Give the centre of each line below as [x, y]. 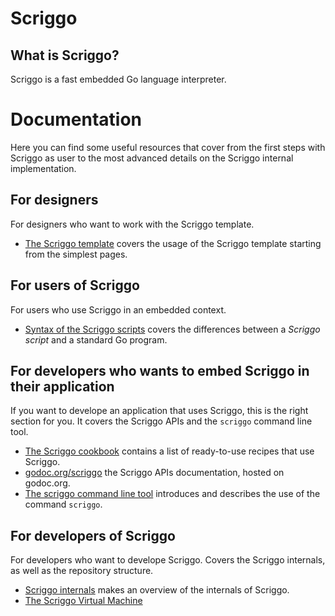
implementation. [43, 168]
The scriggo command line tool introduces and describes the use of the [172, 494]
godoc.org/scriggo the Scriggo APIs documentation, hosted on [154, 473]
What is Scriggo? [65, 55]
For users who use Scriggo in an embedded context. [118, 309]
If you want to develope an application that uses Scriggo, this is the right [159, 411]
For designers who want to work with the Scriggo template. [132, 224]
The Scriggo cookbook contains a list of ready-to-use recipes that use [169, 451]
